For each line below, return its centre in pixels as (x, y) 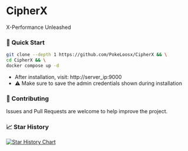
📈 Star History (27, 127)
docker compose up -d (33, 65)
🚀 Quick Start (26, 42)
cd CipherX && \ (26, 60)
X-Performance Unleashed (39, 27)
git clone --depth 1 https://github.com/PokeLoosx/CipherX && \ (87, 55)
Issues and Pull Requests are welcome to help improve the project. (87, 111)
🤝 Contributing (27, 99)
